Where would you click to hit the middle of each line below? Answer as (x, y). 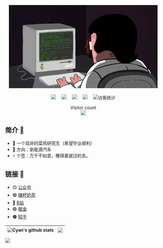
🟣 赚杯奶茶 (24, 195)
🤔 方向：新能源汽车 (32, 149)
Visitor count (83, 108)
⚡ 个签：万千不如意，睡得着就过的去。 (51, 155)
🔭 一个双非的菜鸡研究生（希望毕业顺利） (54, 143)
